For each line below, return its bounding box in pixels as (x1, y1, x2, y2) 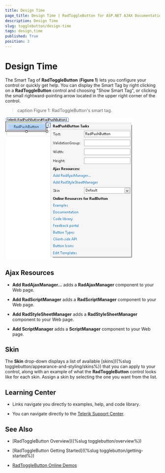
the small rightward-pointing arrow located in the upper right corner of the (5, 92, 156, 98)
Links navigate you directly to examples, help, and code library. (12, 401, 140, 407)
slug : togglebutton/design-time (5, 24, 71, 28)
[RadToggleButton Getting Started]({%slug (12, 447, 99, 454)
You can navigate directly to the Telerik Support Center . (12, 411, 125, 417)
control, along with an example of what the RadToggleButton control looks (5, 369, 156, 375)
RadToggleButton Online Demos (12, 462, 77, 469)
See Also (5, 425, 33, 433)
